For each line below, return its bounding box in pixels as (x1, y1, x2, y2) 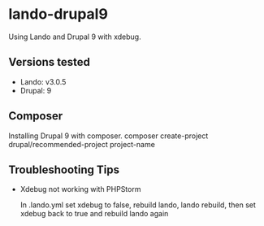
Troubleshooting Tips (8, 163, 120, 176)
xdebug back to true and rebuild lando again (19, 209, 169, 219)
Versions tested (8, 55, 91, 69)
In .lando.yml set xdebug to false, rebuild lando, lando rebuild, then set (19, 200, 256, 210)
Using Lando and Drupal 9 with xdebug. (8, 32, 141, 41)
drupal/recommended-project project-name (8, 139, 156, 149)
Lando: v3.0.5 (19, 76, 67, 86)
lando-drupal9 (8, 5, 108, 24)
